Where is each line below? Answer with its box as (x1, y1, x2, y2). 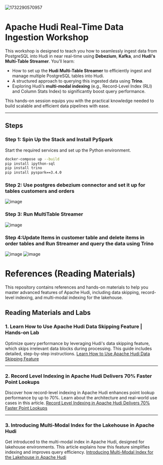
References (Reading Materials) (5, 268, 136, 279)
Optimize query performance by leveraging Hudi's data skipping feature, (5, 340, 150, 346)
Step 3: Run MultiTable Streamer (5, 211, 83, 218)
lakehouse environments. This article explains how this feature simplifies (5, 444, 150, 450)
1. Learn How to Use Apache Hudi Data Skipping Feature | (5, 323, 142, 330)
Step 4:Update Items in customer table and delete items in (5, 234, 145, 241)
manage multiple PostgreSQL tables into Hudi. (12, 73, 104, 79)
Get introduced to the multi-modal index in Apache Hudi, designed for (5, 439, 145, 445)
